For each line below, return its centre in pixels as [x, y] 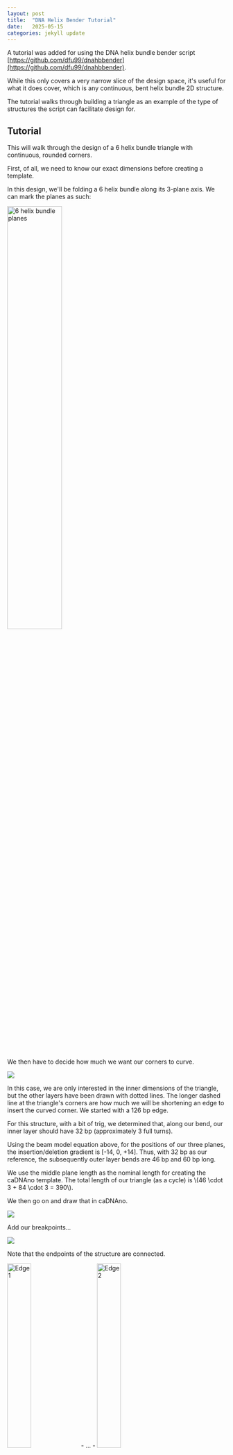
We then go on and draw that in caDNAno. [68, 1201]
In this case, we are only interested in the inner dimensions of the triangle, [113, 1088]
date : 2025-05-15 [35, 26]
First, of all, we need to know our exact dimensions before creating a [105, 169]
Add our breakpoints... [39, 1227]
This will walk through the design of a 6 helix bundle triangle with [100, 148]
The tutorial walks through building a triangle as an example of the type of [113, 102]
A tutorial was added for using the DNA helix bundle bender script [101, 53]
